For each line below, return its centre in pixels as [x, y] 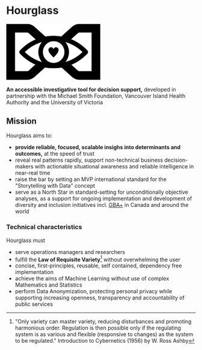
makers [24, 167]
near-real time [32, 173]
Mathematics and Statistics [48, 285]
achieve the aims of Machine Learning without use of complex [92, 279]
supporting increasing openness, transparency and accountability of [100, 298]
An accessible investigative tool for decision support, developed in [91, 89]
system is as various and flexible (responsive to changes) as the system [104, 334]
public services [34, 304]
